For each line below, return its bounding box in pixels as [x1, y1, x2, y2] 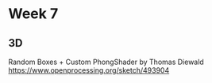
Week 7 [8, 5, 59, 23]
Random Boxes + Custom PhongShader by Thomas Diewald [8, 57, 204, 66]
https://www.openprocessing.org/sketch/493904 [8, 66, 170, 75]
